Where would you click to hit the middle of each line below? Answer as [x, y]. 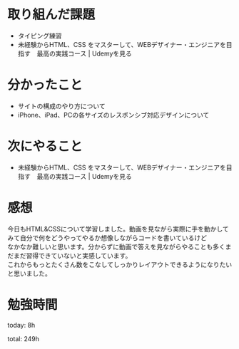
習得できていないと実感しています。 [79, 255]
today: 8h [21, 325]
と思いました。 [29, 273]
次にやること [45, 146]
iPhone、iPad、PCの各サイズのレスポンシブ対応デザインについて [113, 115]
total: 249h [24, 338]
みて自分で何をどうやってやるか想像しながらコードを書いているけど [107, 238]
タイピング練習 [40, 36]
